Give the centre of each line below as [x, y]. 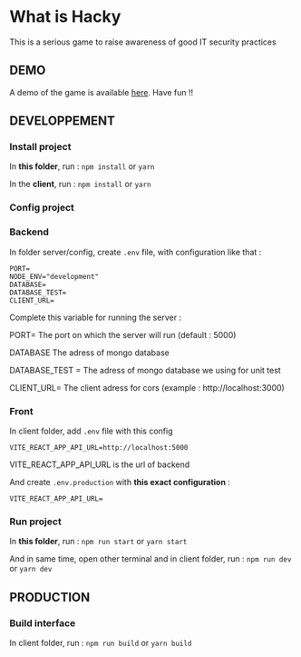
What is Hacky [65, 17]
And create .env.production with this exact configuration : [120, 482]
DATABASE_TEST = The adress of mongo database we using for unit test [145, 370]
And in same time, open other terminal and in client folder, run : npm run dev [150, 559]
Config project [42, 208]
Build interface [43, 622]
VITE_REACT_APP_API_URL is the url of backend [100, 464]
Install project [40, 147]
